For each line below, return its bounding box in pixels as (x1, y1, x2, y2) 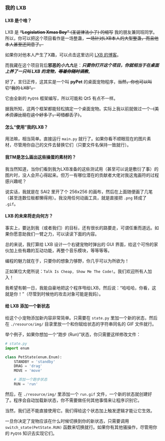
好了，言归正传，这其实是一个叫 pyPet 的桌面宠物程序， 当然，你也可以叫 (5, 79, 152, 85)
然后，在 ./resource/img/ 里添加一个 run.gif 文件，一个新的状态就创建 (5, 391, 148, 397)
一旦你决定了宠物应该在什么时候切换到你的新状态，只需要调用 (5, 418, 129, 424)
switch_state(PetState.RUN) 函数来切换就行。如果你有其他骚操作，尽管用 (5, 424, 153, 430)
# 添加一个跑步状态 (14, 377, 48, 382)
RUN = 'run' (14, 382, 38, 387)
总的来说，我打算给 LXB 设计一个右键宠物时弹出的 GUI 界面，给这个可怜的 (5, 241, 154, 247)
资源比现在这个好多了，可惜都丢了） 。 (9, 112, 84, 118)
